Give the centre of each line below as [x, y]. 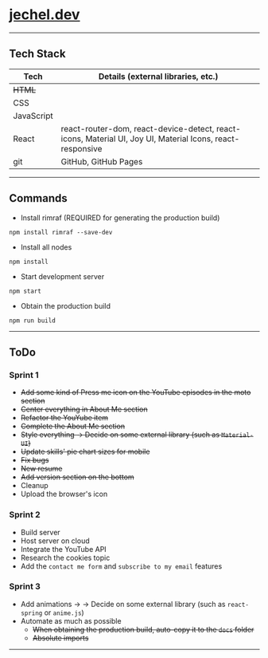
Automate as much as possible [71, 621]
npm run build [33, 321]
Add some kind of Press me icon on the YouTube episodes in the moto [136, 392]
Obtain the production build [65, 305]
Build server [40, 532]
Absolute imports [60, 638]
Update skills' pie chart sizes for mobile [85, 451]
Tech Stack [37, 54]
